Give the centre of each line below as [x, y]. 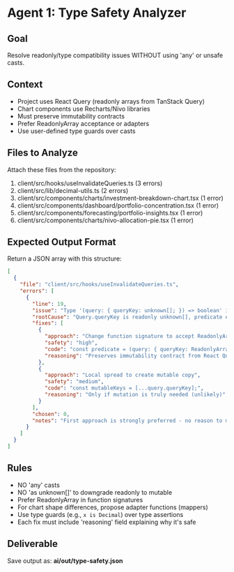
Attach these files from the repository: [62, 169]
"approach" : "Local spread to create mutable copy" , [122, 375]
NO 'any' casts [39, 485]
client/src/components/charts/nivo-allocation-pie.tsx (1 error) [105, 220]
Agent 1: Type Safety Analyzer [97, 13]
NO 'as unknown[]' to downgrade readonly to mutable [95, 492]
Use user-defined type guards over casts [76, 131]
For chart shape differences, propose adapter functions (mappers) [113, 507]
